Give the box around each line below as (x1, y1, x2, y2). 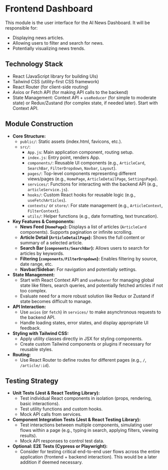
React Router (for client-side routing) (12, 84, 89, 90)
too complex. (20, 287, 47, 293)
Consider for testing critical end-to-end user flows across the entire (20, 448, 160, 454)
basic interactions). (20, 401, 60, 407)
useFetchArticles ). (27, 197, 67, 203)
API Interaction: (12, 303, 46, 309)
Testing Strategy (5, 377, 59, 385)
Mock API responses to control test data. (20, 438, 104, 444)
